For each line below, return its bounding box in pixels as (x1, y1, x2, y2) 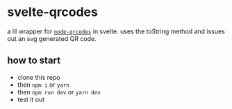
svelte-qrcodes (7, 4, 99, 20)
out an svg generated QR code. (7, 34, 97, 42)
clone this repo (17, 73, 60, 81)
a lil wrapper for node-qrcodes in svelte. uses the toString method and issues (7, 27, 226, 35)
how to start (7, 55, 61, 67)
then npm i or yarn (17, 81, 70, 89)
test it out (17, 95, 45, 103)
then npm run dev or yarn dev (17, 87, 101, 96)
